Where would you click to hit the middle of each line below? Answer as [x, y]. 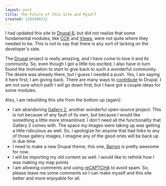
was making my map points [40, 163]
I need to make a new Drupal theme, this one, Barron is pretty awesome [86, 147]
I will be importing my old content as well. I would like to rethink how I [83, 157]
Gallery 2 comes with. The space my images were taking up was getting [86, 125]
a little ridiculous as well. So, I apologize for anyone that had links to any [86, 131]
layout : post [19, 10]
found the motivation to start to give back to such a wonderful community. [81, 69]
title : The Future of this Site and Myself [51, 14]
